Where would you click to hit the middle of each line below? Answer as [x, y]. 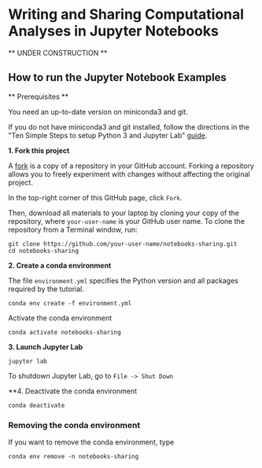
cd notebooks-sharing [44, 250]
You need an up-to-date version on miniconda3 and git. [98, 112]
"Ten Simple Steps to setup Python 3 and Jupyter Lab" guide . [108, 135]
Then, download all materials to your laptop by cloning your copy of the [124, 213]
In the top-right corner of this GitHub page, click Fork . [95, 197]
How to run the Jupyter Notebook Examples [117, 77]
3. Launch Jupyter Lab [46, 346]
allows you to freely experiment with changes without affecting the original [129, 174]
